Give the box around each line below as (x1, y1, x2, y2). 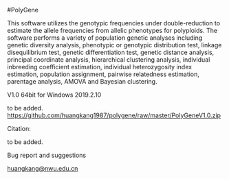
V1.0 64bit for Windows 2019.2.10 (7, 91, 102, 99)
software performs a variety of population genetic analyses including (7, 34, 203, 42)
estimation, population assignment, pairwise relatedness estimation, (7, 70, 199, 78)
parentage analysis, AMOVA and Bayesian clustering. (7, 77, 157, 85)
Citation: (7, 125, 31, 132)
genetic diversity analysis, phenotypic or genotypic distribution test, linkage (7, 41, 222, 49)
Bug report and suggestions (7, 151, 87, 159)
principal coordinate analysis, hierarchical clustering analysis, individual (7, 56, 210, 64)
